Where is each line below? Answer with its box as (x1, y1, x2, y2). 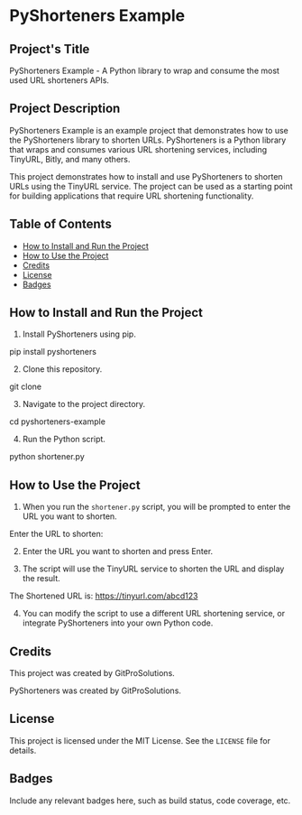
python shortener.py (9, 451, 86, 462)
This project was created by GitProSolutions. (9, 668, 176, 679)
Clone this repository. (22, 364, 103, 375)
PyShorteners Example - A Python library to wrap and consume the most (9, 65, 279, 76)
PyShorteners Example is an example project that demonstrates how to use (9, 125, 288, 135)
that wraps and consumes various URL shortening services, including (9, 144, 268, 154)
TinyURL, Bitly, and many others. (9, 153, 131, 164)
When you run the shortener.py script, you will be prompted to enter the (22, 502, 291, 513)
